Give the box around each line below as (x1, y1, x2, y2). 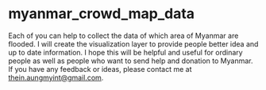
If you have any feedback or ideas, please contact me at (8, 64, 192, 73)
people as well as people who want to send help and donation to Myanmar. (8, 56, 253, 66)
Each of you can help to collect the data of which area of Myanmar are (8, 31, 239, 40)
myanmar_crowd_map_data (8, 5, 195, 23)
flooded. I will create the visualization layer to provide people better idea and (8, 39, 259, 48)
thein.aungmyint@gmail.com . (8, 73, 104, 82)
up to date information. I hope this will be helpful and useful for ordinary (8, 47, 244, 57)
